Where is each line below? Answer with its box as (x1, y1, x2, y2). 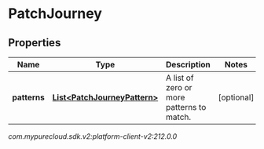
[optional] (218, 92, 255, 103)
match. (166, 111, 192, 122)
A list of (166, 72, 194, 83)
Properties (8, 36, 61, 49)
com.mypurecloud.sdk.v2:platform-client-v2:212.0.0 (8, 132, 178, 141)
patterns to (166, 102, 207, 112)
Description (166, 60, 211, 70)
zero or (166, 82, 192, 93)
